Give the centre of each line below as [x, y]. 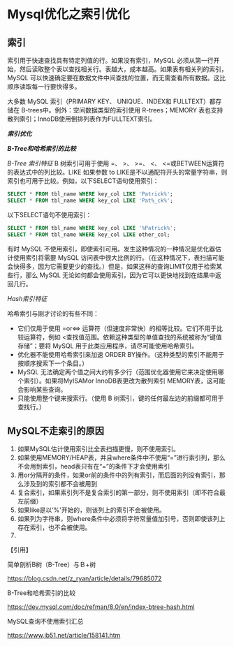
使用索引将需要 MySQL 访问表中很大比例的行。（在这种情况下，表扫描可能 [119, 257]
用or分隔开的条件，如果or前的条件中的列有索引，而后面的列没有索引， [118, 475]
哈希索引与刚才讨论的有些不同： [53, 313]
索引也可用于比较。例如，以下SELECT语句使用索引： [83, 181]
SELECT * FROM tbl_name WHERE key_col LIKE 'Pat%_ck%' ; [90, 200]
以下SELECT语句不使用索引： [50, 214]
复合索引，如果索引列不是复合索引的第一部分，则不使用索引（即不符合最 [121, 492]
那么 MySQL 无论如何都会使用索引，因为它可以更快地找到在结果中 [120, 275]
